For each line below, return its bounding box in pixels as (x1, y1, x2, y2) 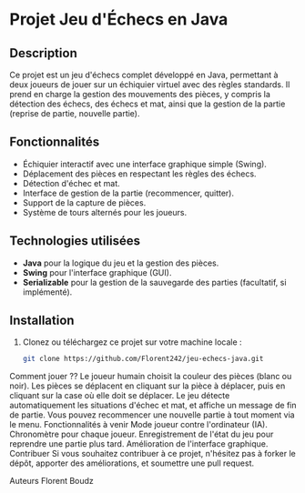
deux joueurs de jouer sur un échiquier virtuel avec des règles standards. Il (9, 79, 290, 90)
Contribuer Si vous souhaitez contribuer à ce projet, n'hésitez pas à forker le (9, 448, 296, 459)
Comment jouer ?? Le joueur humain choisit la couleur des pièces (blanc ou (9, 371, 292, 382)
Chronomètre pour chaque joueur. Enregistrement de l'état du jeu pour (9, 428, 274, 440)
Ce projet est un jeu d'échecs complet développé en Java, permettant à (9, 69, 279, 80)
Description (9, 45, 77, 61)
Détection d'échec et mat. (22, 177, 120, 188)
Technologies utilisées (9, 233, 141, 249)
